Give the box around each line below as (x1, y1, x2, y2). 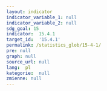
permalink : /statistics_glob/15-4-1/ (6, 43, 102, 48)
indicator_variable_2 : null (6, 20, 77, 26)
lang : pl (6, 64, 31, 71)
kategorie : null (6, 70, 50, 76)
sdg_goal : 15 (6, 25, 39, 32)
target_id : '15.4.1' (6, 37, 61, 43)
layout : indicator (6, 8, 53, 15)
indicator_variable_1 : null (6, 14, 77, 20)
